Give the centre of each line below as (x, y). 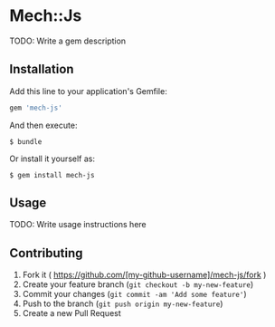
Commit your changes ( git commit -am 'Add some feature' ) (134, 294)
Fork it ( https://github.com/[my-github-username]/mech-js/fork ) (144, 275)
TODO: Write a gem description (68, 41)
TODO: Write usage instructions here (78, 225)
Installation (42, 69)
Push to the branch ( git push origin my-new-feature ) (123, 303)
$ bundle (26, 141)
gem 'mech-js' (36, 108)
